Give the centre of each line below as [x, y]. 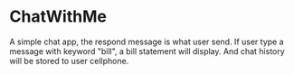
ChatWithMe [58, 17]
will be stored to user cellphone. [69, 61]
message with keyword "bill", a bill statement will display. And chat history [147, 51]
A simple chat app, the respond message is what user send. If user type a [147, 42]
